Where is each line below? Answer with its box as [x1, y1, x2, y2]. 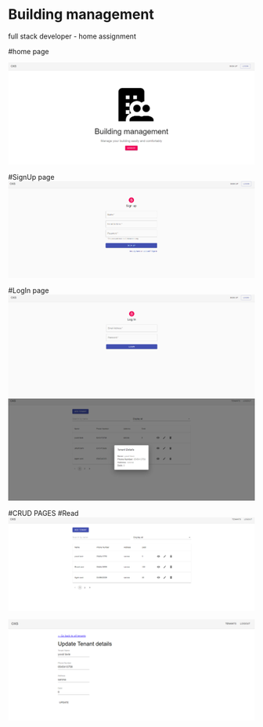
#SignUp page [8, 173, 55, 182]
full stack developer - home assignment [8, 31, 137, 41]
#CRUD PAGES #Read [8, 509, 79, 518]
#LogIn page [8, 285, 49, 295]
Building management [8, 5, 154, 24]
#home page [8, 46, 49, 56]
